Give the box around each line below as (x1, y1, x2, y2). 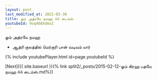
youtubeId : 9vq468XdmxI (5, 21, 54, 26)
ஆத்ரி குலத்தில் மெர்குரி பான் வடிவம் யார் (12, 44, 91, 50)
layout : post (5, 7, 32, 12)
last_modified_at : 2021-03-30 (5, 12, 67, 17)
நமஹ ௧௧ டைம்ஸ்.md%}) (5, 69, 54, 75)
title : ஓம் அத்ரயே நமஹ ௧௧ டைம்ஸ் (5, 16, 74, 21)
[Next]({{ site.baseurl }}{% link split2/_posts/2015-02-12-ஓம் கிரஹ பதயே (5, 63, 152, 69)
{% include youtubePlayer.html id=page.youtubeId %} (5, 54, 115, 60)
